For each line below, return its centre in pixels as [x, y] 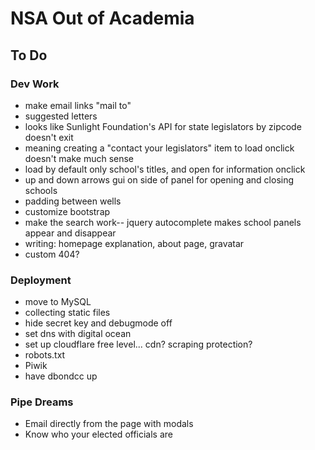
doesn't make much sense [79, 158]
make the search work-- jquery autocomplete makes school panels [163, 222]
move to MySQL [58, 302]
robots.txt [45, 355]
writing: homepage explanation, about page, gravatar [134, 243]
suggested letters [61, 116]
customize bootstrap [67, 211]
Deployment [41, 280]
